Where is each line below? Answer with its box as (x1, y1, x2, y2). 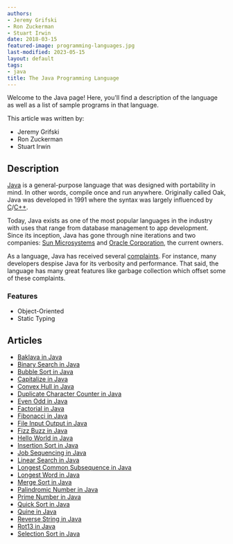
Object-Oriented (17, 307, 64, 315)
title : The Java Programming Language (7, 74, 119, 82)
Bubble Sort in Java (17, 368, 74, 376)
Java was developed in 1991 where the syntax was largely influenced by (7, 195, 213, 204)
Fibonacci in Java (17, 412, 68, 420)
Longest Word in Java (17, 471, 80, 479)
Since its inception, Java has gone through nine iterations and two (7, 231, 196, 240)
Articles (7, 334, 43, 346)
